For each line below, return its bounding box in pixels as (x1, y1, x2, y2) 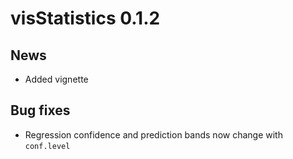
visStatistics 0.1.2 (10, 7, 161, 30)
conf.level (24, 141, 71, 151)
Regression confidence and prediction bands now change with (24, 128, 283, 141)
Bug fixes (10, 102, 71, 119)
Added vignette (24, 73, 89, 85)
